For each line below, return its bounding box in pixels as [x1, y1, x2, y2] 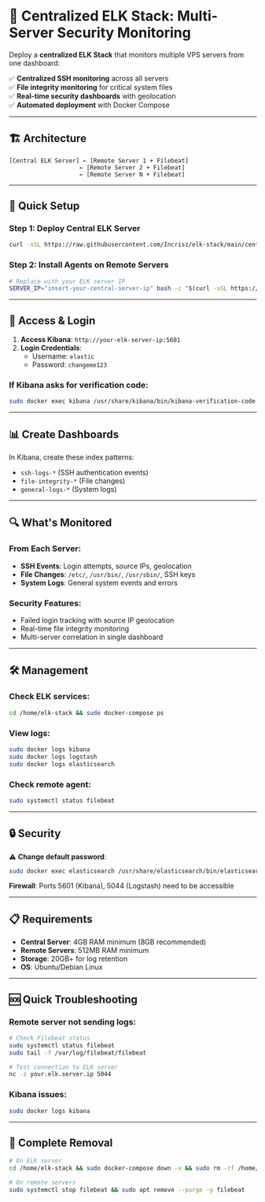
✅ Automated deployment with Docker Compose [9, 100, 170, 110]
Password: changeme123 [31, 360, 108, 370]
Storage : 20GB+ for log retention [20, 954, 128, 964]
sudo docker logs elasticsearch [9, 760, 115, 768]
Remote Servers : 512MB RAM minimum [20, 946, 149, 955]
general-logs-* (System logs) [20, 485, 117, 494]
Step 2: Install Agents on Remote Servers [9, 259, 169, 270]
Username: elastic [31, 352, 95, 361]
